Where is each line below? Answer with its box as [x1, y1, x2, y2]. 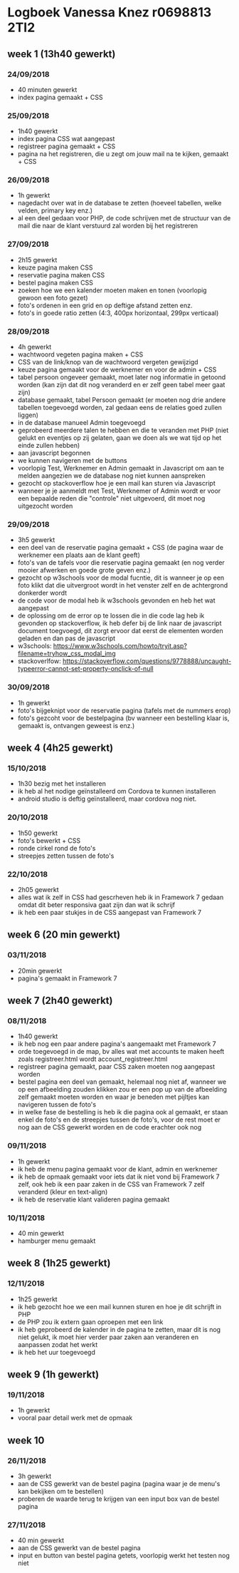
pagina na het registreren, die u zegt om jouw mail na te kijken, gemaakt [17, 150, 229, 158]
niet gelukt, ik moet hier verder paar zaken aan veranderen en [17, 1333, 199, 1341]
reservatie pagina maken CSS [17, 270, 105, 279]
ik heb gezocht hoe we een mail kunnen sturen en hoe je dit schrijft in [17, 1302, 222, 1311]
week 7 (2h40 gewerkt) [7, 995, 113, 1007]
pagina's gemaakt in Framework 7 [17, 974, 117, 983]
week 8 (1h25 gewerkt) [7, 1257, 111, 1269]
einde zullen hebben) [17, 441, 80, 450]
